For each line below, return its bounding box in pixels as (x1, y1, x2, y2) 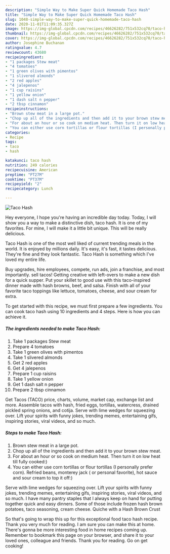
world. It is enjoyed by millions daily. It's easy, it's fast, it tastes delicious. (5, 246, 157, 251)
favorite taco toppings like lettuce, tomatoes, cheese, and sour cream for (5, 288, 157, 294)
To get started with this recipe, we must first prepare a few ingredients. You (5, 303, 163, 309)
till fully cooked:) (12, 458, 48, 464)
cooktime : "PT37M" (5, 177, 44, 182)
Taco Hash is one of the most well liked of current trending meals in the (5, 240, 154, 246)
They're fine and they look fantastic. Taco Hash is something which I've (5, 251, 154, 257)
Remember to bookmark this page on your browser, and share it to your (5, 532, 154, 538)
